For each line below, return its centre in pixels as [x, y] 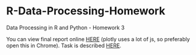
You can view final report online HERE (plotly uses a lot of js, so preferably [98, 39]
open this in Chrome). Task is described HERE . [64, 45]
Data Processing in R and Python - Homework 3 [66, 27]
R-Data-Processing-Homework [86, 11]
